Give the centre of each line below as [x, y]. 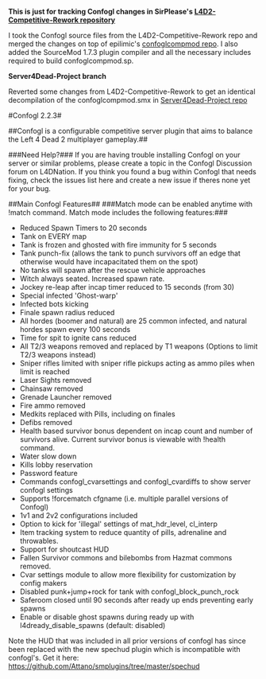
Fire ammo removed [52, 406]
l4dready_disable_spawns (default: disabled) [93, 625]
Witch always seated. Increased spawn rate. [92, 279]
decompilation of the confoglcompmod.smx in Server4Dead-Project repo [128, 100]
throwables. [39, 541]
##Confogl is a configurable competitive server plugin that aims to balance [131, 131]
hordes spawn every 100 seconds [75, 329]
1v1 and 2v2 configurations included [79, 515]
